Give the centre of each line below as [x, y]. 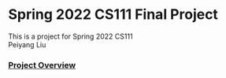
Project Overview [42, 65]
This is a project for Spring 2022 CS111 [70, 36]
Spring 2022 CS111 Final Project [113, 15]
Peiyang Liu [27, 44]
